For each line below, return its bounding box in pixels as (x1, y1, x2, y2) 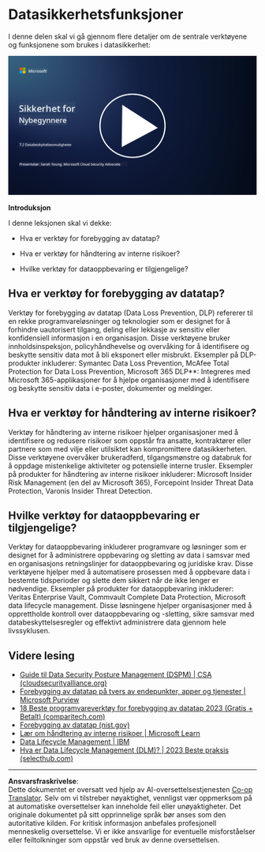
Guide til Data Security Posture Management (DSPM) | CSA (19, 670, 212, 680)
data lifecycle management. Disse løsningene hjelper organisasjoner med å (8, 601, 252, 610)
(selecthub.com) (19, 754, 73, 764)
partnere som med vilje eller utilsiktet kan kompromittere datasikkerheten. (8, 444, 248, 453)
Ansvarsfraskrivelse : (8, 776, 79, 786)
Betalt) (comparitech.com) (19, 712, 106, 722)
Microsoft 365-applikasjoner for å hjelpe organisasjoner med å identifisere (8, 375, 250, 385)
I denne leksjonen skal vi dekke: (8, 218, 112, 227)
